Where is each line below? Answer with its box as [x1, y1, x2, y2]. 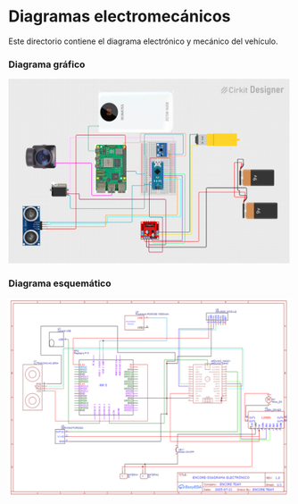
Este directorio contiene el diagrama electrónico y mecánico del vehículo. [8, 36, 278, 46]
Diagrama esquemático [8, 277, 112, 290]
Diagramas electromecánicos [8, 6, 231, 27]
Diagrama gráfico [8, 58, 86, 71]
